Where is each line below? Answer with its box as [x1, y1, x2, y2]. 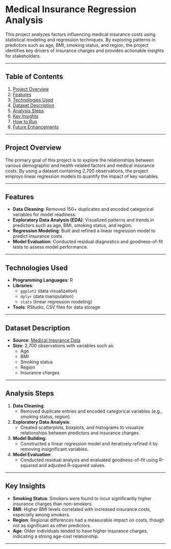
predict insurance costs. [12, 233, 64, 239]
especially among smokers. [12, 511, 70, 517]
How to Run [12, 118, 38, 124]
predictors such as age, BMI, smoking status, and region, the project [5, 42, 149, 48]
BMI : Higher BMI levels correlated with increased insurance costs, [12, 506, 151, 512]
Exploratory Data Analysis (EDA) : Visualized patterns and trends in [12, 217, 154, 223]
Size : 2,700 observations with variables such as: [12, 343, 115, 348]
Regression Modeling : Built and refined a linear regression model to [12, 228, 156, 234]
